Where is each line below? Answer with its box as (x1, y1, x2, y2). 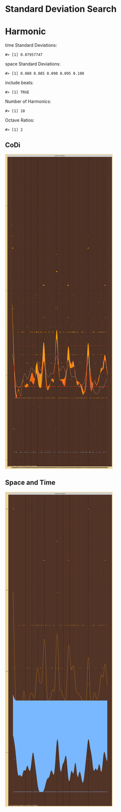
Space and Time (5, 479, 56, 487)
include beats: (5, 80, 34, 86)
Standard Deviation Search (5, 3, 117, 15)
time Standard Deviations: (5, 42, 57, 48)
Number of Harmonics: (5, 98, 51, 104)
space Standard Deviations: (5, 61, 61, 67)
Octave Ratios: (5, 117, 35, 123)
